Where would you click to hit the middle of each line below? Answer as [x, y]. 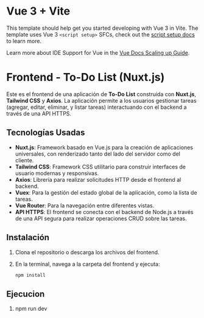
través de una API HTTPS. [39, 113]
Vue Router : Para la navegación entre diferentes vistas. [85, 206]
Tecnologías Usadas [46, 133]
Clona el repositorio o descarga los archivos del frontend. [87, 252]
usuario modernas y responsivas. [57, 173]
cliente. [24, 160]
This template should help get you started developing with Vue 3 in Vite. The [102, 28]
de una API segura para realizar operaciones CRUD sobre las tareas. [101, 218]
